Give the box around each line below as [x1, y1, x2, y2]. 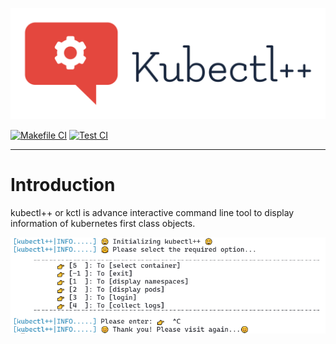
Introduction [10, 174, 116, 197]
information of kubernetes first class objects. [10, 218, 196, 230]
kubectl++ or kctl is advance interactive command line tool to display [10, 207, 295, 219]
